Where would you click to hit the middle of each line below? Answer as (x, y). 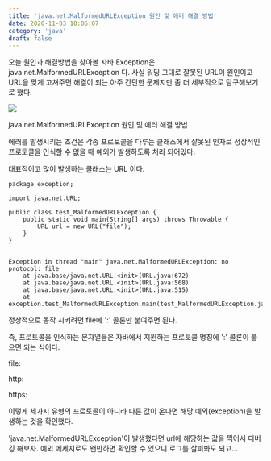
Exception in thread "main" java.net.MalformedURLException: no (119, 262)
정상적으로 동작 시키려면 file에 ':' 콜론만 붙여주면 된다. (93, 320)
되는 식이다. (42, 347)
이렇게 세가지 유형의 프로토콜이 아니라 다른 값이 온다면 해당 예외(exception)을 (130, 411)
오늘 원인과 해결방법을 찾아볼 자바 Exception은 (82, 62)
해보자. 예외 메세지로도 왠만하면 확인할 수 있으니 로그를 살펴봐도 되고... (127, 449)
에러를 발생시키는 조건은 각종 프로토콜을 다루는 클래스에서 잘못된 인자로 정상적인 (134, 142)
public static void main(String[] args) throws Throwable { (126, 220)
